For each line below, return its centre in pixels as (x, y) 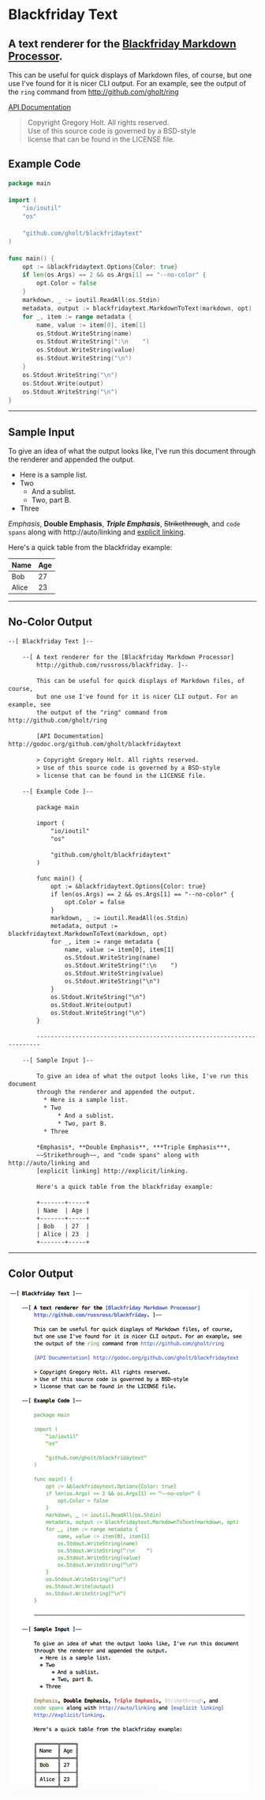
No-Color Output (50, 622)
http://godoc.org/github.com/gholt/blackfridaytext (95, 744)
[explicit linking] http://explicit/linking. (113, 1171)
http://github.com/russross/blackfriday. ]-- (113, 665)
